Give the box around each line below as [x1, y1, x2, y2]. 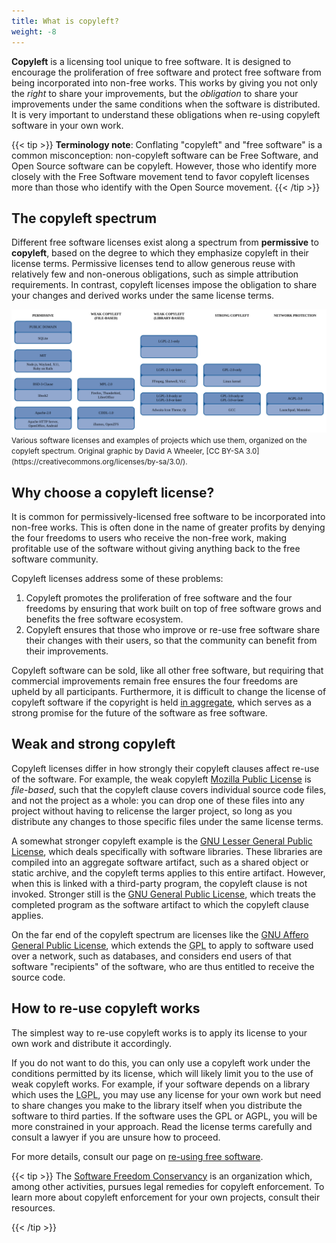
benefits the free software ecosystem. [25, 613, 184, 625]
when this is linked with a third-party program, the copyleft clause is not [11, 877, 308, 889]
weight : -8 [11, 26, 57, 37]
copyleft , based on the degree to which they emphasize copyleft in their [11, 247, 309, 259]
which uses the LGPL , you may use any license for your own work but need [11, 1088, 322, 1100]
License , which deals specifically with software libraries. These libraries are [11, 845, 323, 857]
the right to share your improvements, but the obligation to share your [11, 87, 299, 99]
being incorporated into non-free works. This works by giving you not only [11, 76, 318, 89]
